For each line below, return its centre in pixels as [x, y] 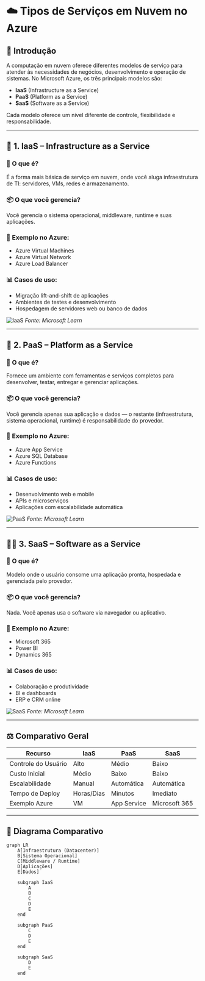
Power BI [27, 648]
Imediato [165, 793]
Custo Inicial [27, 773]
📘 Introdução [31, 51]
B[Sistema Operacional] [48, 856]
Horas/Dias [89, 793]
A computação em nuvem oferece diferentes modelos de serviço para [95, 65]
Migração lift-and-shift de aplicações [62, 295]
